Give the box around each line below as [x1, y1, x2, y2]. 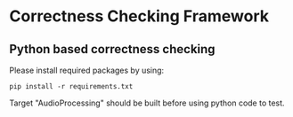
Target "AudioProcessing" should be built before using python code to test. [9, 97, 285, 108]
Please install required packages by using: [9, 65, 165, 75]
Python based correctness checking [9, 42, 216, 57]
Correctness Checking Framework [9, 6, 270, 27]
